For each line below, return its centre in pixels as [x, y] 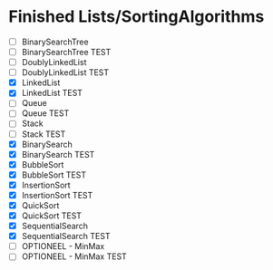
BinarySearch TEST [58, 154]
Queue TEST [45, 113]
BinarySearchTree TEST [66, 52]
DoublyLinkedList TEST [65, 72]
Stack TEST [44, 134]
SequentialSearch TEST [66, 236]
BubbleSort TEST [54, 175]
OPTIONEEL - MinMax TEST [74, 256]
